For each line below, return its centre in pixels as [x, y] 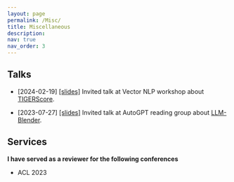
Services [27, 142]
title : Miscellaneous [39, 27]
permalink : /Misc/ [34, 20]
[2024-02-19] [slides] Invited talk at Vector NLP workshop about [111, 91]
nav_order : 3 [26, 46]
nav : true [22, 40]
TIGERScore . [36, 99]
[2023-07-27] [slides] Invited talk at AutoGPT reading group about [113, 112]
